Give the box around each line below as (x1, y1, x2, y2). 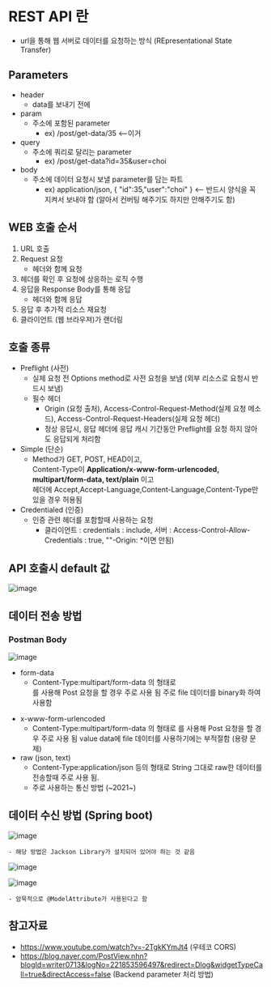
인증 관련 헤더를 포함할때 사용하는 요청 (32, 515, 154, 525)
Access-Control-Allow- (173, 525, 251, 535)
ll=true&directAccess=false (19, 969, 112, 979)
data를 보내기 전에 (32, 99, 91, 109)
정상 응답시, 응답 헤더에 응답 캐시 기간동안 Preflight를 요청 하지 (44, 424, 243, 434)
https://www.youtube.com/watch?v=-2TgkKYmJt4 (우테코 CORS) (19, 942, 237, 951)
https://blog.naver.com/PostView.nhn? (19, 951, 148, 960)
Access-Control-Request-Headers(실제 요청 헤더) (57, 414, 221, 423)
